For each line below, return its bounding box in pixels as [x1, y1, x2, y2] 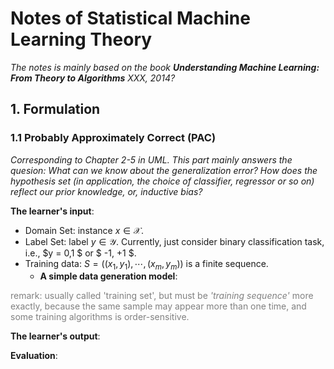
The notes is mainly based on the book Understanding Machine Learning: [10, 61, 320, 73]
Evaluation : [10, 350, 58, 362]
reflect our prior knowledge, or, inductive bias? [10, 185, 203, 197]
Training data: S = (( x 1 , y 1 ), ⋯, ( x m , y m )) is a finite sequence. [24, 257, 269, 272]
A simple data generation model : [39, 270, 178, 282]
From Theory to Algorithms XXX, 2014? [10, 72, 176, 84]
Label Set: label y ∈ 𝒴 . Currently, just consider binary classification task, [24, 235, 325, 247]
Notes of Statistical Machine [10, 7, 251, 30]
